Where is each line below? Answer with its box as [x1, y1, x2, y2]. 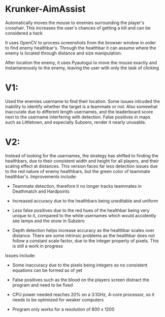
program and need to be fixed [12, 282, 73, 288]
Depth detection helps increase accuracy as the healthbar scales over [12, 227, 155, 233]
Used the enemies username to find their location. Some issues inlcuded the [5, 98, 160, 104]
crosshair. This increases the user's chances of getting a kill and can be [5, 25, 151, 30]
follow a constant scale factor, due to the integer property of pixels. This [12, 237, 159, 244]
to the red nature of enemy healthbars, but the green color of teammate [5, 168, 150, 174]
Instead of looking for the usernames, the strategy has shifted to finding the [5, 152, 159, 158]
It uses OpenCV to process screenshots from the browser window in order [5, 39, 156, 45]
